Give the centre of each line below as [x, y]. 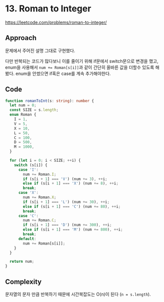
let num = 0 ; [23, 105]
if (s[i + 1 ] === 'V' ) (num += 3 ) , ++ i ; [65, 179]
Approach [21, 38]
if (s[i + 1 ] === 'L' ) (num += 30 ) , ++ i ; [66, 202]
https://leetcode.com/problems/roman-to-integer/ [56, 22]
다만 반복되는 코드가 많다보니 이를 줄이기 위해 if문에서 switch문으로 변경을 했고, [82, 61]
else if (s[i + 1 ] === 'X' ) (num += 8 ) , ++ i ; [71, 183]
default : [27, 239]
